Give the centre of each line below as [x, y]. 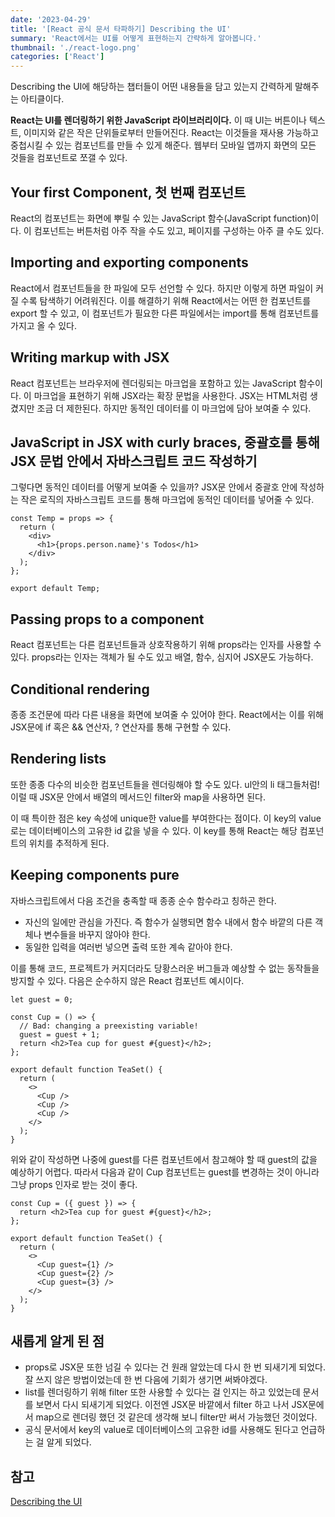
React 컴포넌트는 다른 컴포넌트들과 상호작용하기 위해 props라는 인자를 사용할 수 [166, 645]
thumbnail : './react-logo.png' [75, 47]
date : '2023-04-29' [51, 19]
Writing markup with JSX [90, 357]
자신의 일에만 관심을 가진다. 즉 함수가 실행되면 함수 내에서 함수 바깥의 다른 [168, 922]
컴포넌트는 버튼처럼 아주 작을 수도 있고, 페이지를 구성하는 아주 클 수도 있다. [179, 230]
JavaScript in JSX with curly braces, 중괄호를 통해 [165, 442]
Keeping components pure [95, 875]
